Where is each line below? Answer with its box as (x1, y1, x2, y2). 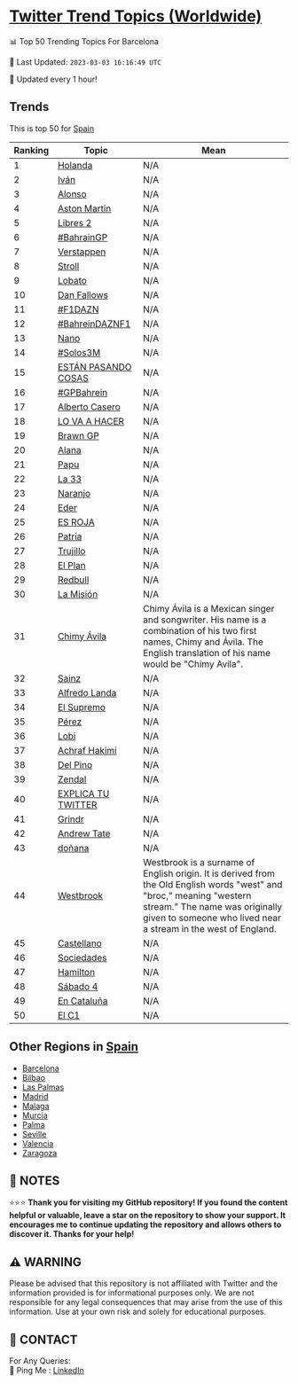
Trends (9, 99, 50, 114)
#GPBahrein (57, 386, 108, 398)
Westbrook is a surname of (143, 856, 255, 868)
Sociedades (57, 951, 107, 964)
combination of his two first (143, 624, 257, 637)
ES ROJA (57, 516, 95, 528)
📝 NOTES (9, 1173, 60, 1188)
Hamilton (57, 966, 96, 978)
